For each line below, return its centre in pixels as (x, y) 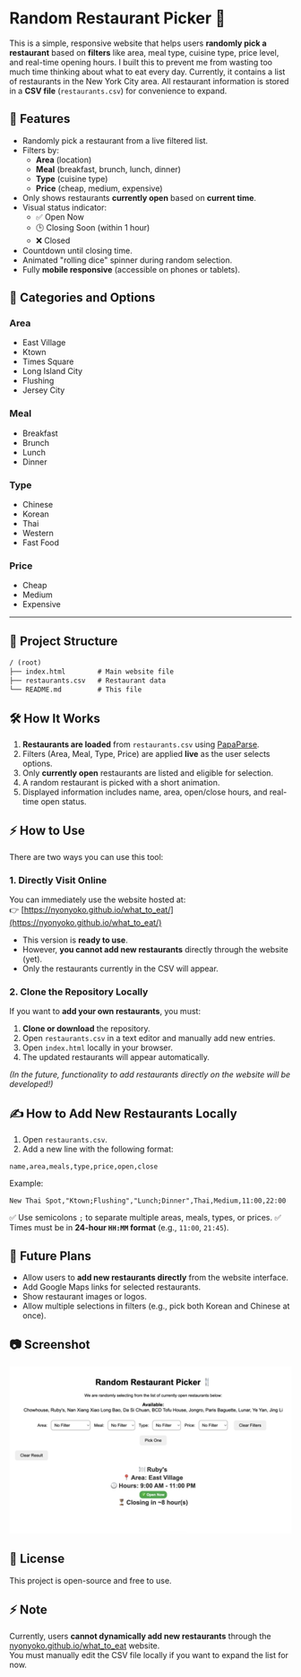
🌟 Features (40, 119)
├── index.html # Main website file (92, 672)
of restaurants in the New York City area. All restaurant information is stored (149, 81)
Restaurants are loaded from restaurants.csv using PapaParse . (141, 744)
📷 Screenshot (50, 1345)
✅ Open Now (60, 217)
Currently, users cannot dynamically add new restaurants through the (140, 1636)
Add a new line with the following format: (98, 1149)
